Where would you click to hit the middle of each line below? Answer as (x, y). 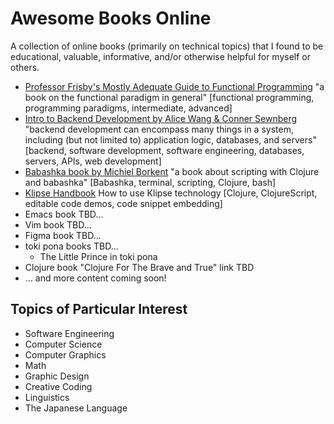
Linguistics (47, 397)
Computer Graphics (65, 354)
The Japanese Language (76, 408)
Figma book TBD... (63, 235)
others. (25, 67)
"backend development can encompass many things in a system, (159, 129)
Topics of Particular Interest (99, 309)
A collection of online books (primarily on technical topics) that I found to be (167, 46)
